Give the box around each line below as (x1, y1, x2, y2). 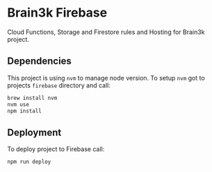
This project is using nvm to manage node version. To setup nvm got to (7, 74, 205, 82)
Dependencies (7, 55, 72, 67)
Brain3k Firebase (7, 5, 108, 21)
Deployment (7, 126, 62, 138)
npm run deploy (7, 158, 51, 166)
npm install (7, 108, 42, 114)
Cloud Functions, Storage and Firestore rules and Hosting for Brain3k (7, 28, 205, 36)
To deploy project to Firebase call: (7, 145, 105, 153)
